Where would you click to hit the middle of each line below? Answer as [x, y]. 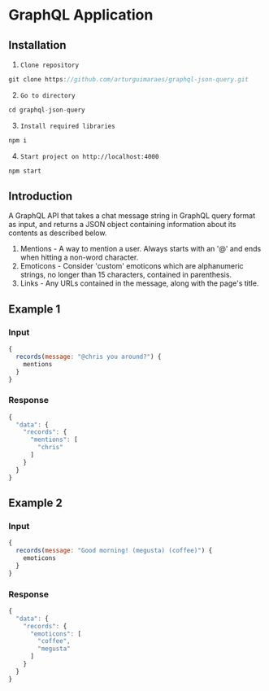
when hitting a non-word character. [79, 257]
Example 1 [35, 309]
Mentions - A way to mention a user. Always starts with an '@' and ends [141, 249]
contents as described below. [58, 233]
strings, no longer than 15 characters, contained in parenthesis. [126, 275]
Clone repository [50, 65]
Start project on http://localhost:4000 [89, 156]
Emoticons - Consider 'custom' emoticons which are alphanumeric [132, 266]
